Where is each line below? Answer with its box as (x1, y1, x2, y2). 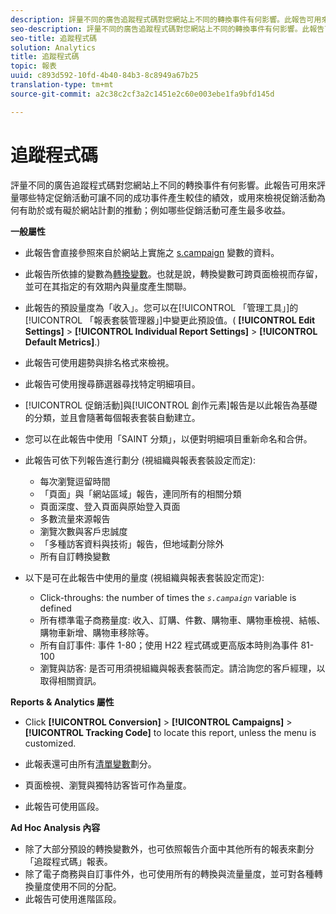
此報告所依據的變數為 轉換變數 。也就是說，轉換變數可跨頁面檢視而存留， (24, 267, 323, 280)
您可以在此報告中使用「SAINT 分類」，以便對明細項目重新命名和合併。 (24, 432, 313, 445)
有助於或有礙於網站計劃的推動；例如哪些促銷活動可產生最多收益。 (18, 204, 291, 216)
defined (39, 602, 72, 614)
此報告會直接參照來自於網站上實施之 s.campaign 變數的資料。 (24, 246, 280, 258)
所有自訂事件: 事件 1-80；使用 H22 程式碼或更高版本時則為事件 (39, 639, 299, 651)
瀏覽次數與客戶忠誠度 (39, 525, 128, 537)
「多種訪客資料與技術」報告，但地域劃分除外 (39, 537, 225, 550)
